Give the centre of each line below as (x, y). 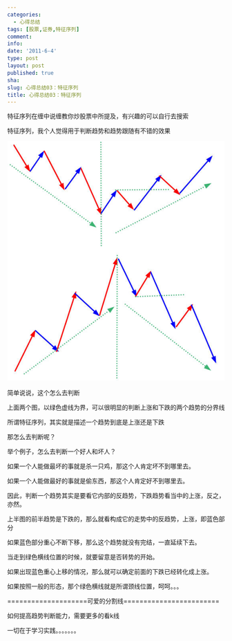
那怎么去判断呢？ (31, 437)
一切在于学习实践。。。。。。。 (43, 631)
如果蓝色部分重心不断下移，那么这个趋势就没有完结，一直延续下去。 (104, 542)
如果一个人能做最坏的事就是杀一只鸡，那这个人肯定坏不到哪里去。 (101, 466)
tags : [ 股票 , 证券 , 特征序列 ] (43, 29)
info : (15, 44)
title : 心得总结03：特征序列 (44, 95)
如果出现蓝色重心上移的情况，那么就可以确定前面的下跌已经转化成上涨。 (110, 572)
